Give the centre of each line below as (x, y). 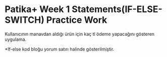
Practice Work (77, 20)
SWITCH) (25, 20)
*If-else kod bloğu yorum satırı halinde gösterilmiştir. (60, 49)
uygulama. (16, 39)
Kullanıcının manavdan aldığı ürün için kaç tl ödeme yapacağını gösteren (80, 34)
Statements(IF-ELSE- (117, 9)
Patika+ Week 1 (37, 9)
